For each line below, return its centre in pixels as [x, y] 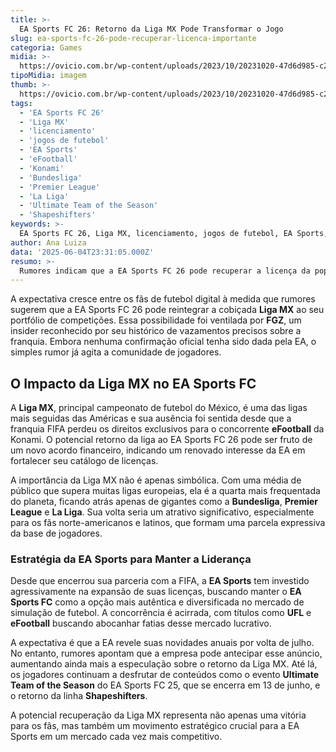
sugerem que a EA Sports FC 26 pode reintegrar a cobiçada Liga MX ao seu [167, 310]
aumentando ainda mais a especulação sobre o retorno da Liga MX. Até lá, [164, 664]
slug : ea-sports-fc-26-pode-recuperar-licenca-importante [133, 38]
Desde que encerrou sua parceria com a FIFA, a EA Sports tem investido [160, 581]
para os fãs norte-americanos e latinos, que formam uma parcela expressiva [168, 523]
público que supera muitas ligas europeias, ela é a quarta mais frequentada [165, 491]
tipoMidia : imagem [48, 76]
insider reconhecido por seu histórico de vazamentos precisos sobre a [156, 331]
